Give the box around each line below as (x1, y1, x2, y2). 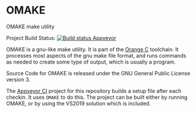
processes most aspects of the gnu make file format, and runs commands (6, 52, 187, 59)
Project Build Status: (6, 34, 56, 41)
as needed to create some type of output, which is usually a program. (6, 58, 176, 65)
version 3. (6, 76, 31, 83)
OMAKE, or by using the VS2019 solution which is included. (6, 99, 151, 107)
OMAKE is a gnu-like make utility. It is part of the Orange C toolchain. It (6, 45, 179, 53)
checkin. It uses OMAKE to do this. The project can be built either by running (6, 94, 188, 101)
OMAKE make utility (6, 23, 55, 30)
